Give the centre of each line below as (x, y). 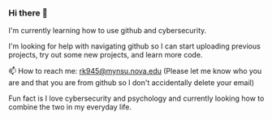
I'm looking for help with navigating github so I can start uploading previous (135, 46)
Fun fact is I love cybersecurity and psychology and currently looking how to (136, 99)
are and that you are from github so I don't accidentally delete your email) (131, 83)
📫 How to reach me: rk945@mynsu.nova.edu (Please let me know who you (135, 71)
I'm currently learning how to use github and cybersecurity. (108, 31)
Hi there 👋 (28, 13)
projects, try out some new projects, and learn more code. (106, 55)
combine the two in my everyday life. (70, 107)
